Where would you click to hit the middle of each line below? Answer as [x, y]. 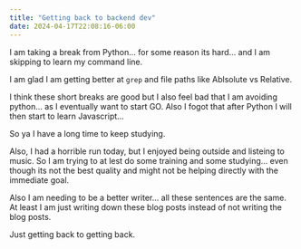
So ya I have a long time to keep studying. [87, 133]
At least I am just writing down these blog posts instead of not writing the [146, 207]
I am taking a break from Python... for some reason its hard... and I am [140, 52]
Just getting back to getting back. [73, 234]
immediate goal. [39, 180]
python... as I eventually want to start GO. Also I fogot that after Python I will [150, 106]
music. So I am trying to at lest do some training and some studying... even [149, 160]
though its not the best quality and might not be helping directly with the [144, 170]
